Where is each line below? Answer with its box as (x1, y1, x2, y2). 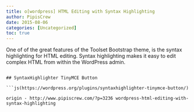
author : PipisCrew (6, 14, 51, 20)
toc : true (6, 30, 30, 36)
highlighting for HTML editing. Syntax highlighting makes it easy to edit (6, 52, 177, 60)
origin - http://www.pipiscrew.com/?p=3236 (6, 96, 114, 101)
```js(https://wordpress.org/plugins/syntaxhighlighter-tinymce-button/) (6, 85, 189, 91)
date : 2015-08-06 (6, 19, 48, 25)
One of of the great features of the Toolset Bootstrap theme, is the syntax (6, 46, 182, 53)
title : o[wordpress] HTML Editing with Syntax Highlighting (6, 8, 156, 15)
